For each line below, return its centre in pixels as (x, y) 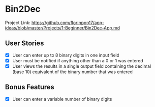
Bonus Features (30, 87)
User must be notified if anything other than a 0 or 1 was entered (78, 60)
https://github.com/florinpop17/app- (68, 23)
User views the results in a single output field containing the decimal (81, 66)
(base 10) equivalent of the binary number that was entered (72, 72)
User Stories (25, 43)
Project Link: (18, 23)
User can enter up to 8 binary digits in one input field (66, 55)
